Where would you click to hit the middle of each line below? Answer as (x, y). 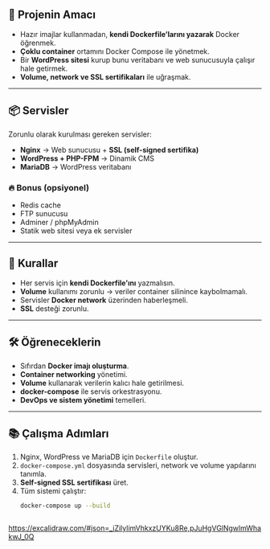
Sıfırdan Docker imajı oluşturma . (74, 366)
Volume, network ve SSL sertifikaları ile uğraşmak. (105, 76)
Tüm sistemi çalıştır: (53, 491)
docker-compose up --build (65, 506)
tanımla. (33, 474)
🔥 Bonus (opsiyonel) (49, 187)
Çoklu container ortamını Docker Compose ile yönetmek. (115, 51)
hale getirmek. (44, 68)
